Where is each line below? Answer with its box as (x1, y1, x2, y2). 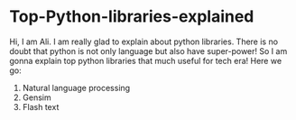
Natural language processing (22, 82, 131, 93)
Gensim (22, 92, 51, 103)
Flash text (22, 101, 60, 112)
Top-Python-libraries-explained (9, 6, 254, 27)
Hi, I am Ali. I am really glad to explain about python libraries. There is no (9, 36, 278, 47)
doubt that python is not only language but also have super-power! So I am (9, 45, 288, 56)
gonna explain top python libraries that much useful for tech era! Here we (9, 55, 282, 66)
